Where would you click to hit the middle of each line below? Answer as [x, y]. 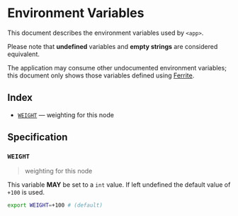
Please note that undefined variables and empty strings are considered [113, 46]
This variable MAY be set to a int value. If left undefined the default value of [119, 185]
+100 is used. [26, 193]
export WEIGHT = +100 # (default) [55, 205]
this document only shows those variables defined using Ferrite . [101, 75]
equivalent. [24, 54]
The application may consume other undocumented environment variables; [117, 67]
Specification [38, 137]
